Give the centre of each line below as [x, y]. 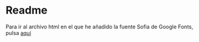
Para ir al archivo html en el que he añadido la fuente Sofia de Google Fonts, [99, 27]
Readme [27, 10]
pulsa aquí [18, 33]
